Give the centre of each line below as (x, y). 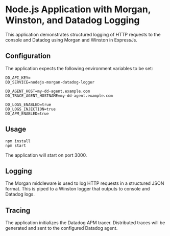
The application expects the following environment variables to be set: (79, 68)
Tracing (18, 210)
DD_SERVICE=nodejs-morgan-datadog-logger (50, 82)
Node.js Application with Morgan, (78, 9)
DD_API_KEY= (18, 78)
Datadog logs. (20, 194)
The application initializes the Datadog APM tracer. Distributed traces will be (85, 223)
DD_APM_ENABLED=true (27, 114)
